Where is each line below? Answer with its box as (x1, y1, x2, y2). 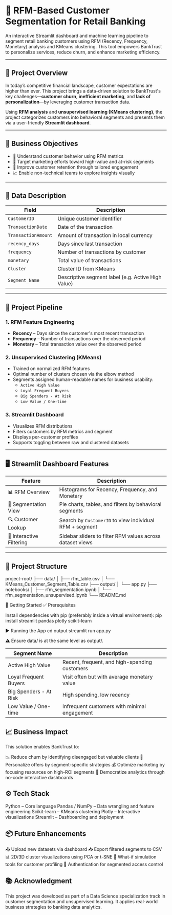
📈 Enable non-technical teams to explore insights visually (12, 170, 135, 176)
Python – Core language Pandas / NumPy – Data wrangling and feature (5, 803, 155, 809)
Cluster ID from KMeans (57, 265, 115, 272)
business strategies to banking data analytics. (5, 904, 102, 910)
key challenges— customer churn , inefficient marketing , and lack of (5, 93, 151, 99)
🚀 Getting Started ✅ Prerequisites (5, 602, 76, 608)
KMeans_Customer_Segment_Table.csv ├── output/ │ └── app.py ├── (5, 581, 157, 588)
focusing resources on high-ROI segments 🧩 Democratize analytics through (5, 769, 165, 775)
